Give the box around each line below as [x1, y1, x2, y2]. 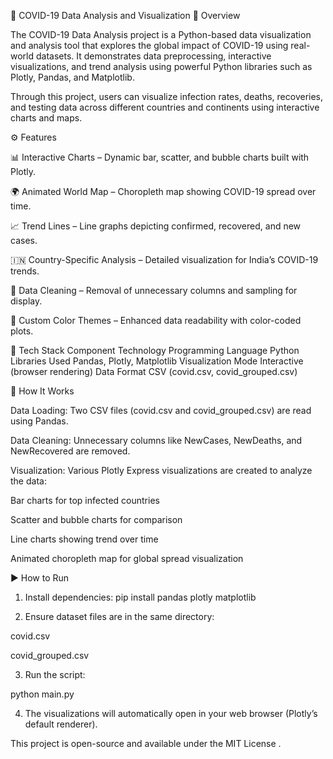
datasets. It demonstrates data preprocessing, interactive [35, 50, 272, 62]
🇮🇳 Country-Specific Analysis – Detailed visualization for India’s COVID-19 [10, 254, 319, 265]
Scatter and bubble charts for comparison [10, 514, 183, 525]
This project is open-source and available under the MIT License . [10, 738, 282, 749]
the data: [10, 475, 47, 487]
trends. [10, 265, 40, 277]
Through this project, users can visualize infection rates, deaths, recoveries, [10, 91, 324, 102]
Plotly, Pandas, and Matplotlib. [10, 71, 135, 83]
